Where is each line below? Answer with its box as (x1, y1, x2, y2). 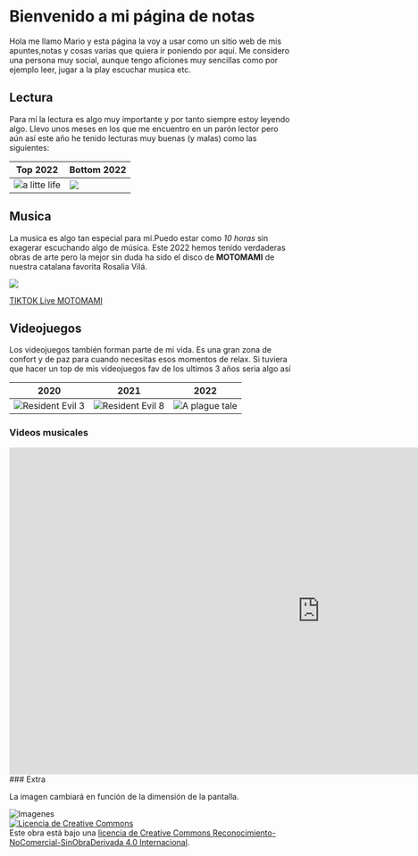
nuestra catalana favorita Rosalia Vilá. (9, 261, 147, 271)
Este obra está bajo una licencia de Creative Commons (9, 827, 212, 838)
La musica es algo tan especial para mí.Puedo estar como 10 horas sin (9, 232, 269, 243)
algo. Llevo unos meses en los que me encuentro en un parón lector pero (9, 123, 279, 134)
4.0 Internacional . (125, 836, 190, 847)
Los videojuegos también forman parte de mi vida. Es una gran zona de (9, 345, 272, 355)
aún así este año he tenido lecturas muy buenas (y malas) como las (9, 132, 257, 144)
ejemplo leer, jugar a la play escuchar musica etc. (9, 64, 192, 75)
